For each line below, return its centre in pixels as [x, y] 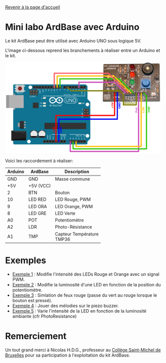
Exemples [26, 260]
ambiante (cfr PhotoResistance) [44, 316]
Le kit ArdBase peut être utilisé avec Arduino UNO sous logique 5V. [73, 41]
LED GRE [38, 213]
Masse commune [73, 179]
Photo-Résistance [74, 227]
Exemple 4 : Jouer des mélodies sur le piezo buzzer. [65, 306]
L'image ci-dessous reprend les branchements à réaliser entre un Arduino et [83, 50]
